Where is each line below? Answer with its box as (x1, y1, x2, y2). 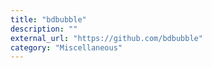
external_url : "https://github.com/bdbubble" (10, 33, 203, 43)
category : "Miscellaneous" (10, 42, 123, 53)
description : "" (10, 24, 78, 34)
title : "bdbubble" (10, 14, 87, 25)
